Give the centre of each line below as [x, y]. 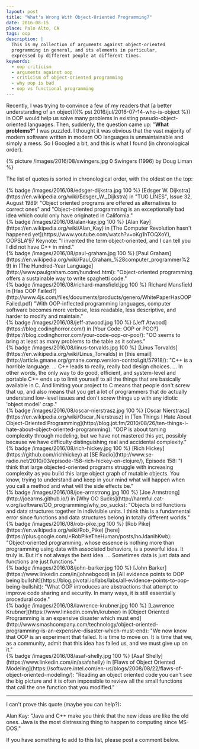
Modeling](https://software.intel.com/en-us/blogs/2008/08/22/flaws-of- [95, 668]
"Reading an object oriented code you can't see [134, 674]
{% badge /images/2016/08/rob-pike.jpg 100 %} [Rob [72, 523]
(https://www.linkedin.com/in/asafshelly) [56, 662]
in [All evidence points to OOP [148, 574]
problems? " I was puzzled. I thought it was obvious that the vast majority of [99, 130]
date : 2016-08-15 [28, 22]
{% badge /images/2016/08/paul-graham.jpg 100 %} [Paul [78, 253]
